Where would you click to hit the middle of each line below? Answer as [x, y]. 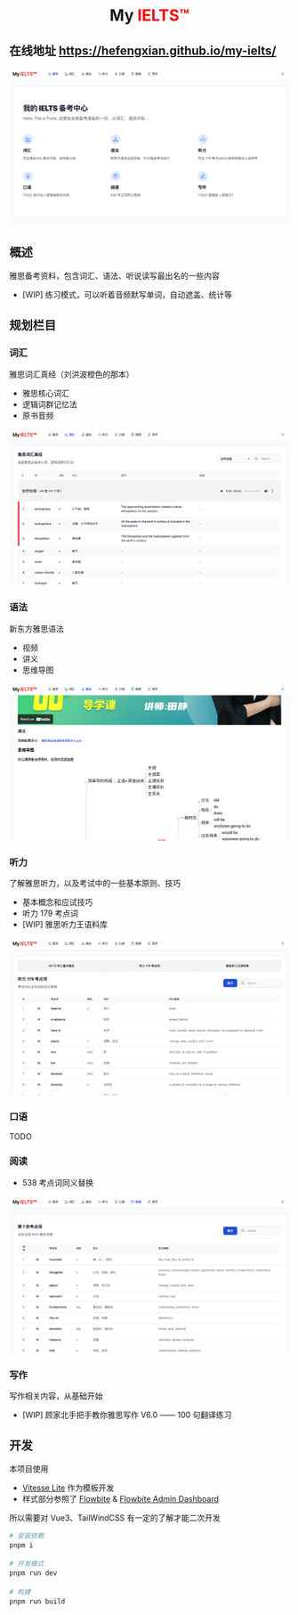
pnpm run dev [33, 1573]
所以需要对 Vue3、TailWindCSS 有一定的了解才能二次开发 [115, 1517]
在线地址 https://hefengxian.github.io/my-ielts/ [143, 50]
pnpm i [21, 1545]
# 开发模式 [27, 1564]
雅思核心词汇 [45, 393]
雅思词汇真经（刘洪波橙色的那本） [72, 374]
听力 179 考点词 [50, 913]
